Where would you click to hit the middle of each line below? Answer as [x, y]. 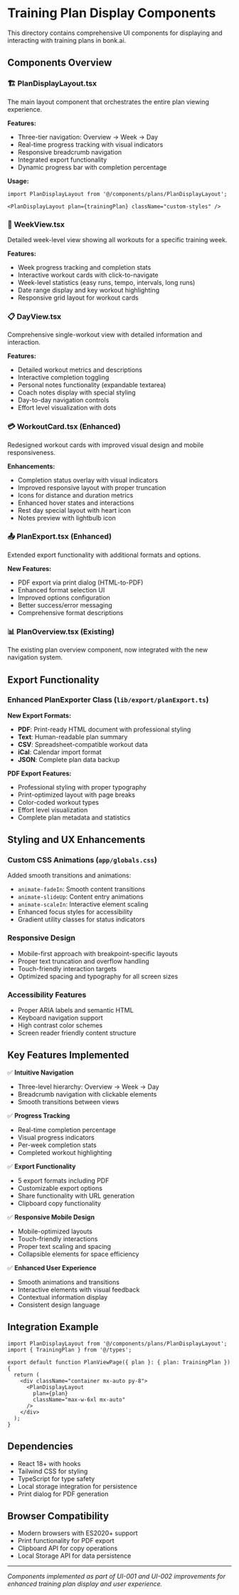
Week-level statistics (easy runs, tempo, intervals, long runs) [106, 282]
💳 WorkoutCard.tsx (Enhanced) [64, 427]
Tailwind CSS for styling [53, 1471]
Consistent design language [59, 1304]
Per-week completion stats [57, 1145]
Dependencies [40, 1447]
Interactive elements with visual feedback [79, 1290]
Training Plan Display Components [112, 13]
